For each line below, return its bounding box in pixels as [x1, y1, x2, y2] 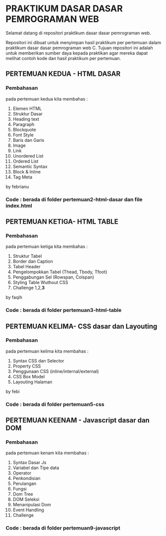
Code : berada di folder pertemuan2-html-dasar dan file [5, 196, 143, 203]
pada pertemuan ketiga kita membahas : [5, 243, 88, 249]
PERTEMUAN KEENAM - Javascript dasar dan [5, 416, 150, 424]
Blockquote [12, 126, 36, 132]
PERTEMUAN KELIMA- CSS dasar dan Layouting [5, 322, 158, 330]
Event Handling [12, 507, 44, 513]
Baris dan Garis [12, 137, 45, 143]
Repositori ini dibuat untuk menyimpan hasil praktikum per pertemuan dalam [5, 39, 162, 45]
